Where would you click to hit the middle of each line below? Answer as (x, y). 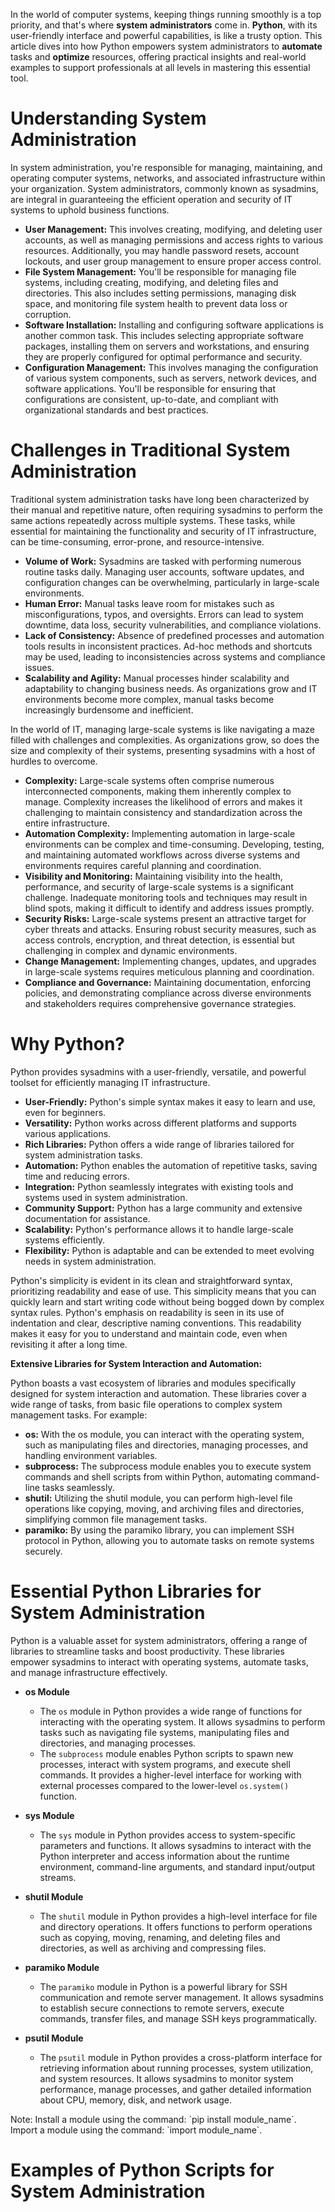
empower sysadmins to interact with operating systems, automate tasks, (159, 1661)
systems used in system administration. (106, 1197)
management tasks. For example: (79, 1415)
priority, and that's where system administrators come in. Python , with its (164, 25)
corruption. (48, 314)
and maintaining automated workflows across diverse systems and (162, 855)
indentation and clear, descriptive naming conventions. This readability (156, 1323)
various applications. (68, 1133)
